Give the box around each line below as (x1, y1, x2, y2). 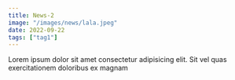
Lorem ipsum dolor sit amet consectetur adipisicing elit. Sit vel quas (8, 55, 227, 64)
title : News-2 (8, 11, 55, 20)
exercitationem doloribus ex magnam (8, 64, 128, 73)
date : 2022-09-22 (8, 26, 65, 34)
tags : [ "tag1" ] (8, 33, 58, 42)
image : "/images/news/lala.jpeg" (8, 19, 118, 27)
